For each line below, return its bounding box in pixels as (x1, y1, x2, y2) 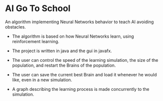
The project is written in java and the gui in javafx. (12, 48, 112, 54)
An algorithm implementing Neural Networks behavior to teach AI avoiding (5, 19, 154, 25)
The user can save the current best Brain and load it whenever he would (12, 72, 157, 77)
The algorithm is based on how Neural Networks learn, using (12, 33, 134, 39)
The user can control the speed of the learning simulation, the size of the (12, 57, 159, 63)
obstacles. (5, 24, 26, 29)
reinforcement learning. (12, 38, 59, 44)
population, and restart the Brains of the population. (12, 62, 116, 68)
